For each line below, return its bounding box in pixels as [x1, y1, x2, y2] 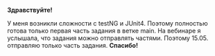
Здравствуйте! [7, 6, 53, 14]
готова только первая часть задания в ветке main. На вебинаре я [7, 27, 201, 35]
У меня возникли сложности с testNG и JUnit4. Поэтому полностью [7, 19, 208, 27]
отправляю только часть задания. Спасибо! [7, 41, 139, 49]
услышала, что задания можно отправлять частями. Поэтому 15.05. [7, 34, 209, 42]
